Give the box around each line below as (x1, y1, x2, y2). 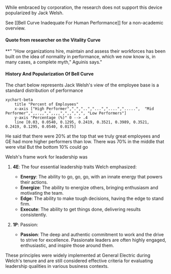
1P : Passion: (12, 222, 38, 228)
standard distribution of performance (5, 87, 83, 94)
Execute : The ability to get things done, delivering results (20, 207, 141, 213)
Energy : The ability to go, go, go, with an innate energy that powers (20, 174, 163, 180)
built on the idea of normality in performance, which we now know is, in (5, 54, 156, 60)
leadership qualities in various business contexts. (5, 263, 109, 269)
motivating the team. (20, 190, 64, 196)
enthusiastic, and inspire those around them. (20, 242, 114, 248)
